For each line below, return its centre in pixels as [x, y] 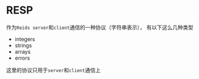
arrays [23, 51]
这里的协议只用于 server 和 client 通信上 [53, 70]
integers [25, 39]
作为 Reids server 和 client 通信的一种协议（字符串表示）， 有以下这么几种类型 [100, 27]
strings [23, 45]
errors [22, 58]
